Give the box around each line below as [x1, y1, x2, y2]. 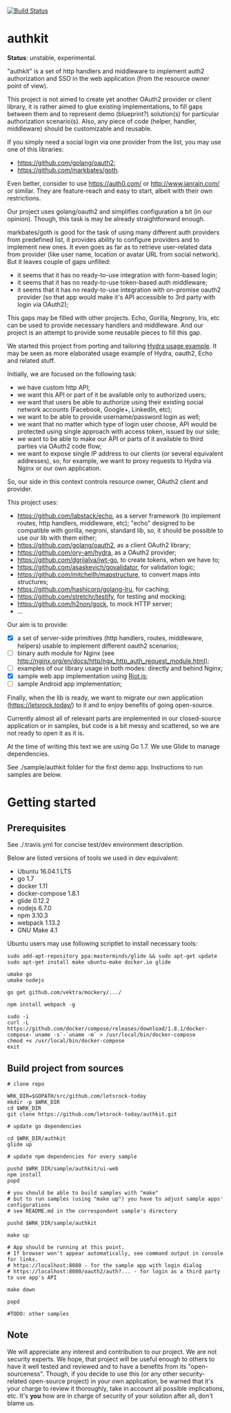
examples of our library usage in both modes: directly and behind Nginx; [17, 664, 223, 673]
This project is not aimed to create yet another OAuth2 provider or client [7, 95, 212, 103]
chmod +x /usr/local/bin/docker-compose [7, 1038, 125, 1045]
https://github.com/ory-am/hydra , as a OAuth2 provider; [17, 548, 177, 556]
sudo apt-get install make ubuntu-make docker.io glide [7, 959, 171, 966]
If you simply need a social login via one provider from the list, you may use [7, 138, 222, 146]
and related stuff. [7, 356, 56, 364]
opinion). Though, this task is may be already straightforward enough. [7, 214, 205, 223]
